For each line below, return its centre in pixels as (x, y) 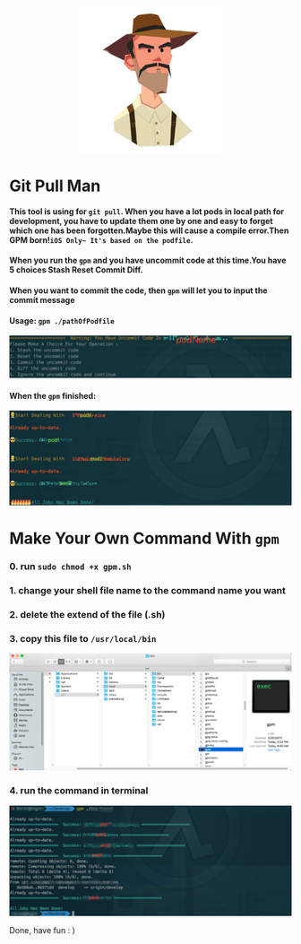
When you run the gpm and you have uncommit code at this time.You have (148, 260)
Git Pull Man (55, 186)
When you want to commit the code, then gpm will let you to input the (138, 290)
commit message (42, 299)
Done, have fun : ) (43, 931)
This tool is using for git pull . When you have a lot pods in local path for (147, 211)
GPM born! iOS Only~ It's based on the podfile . (101, 239)
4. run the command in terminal (79, 791)
